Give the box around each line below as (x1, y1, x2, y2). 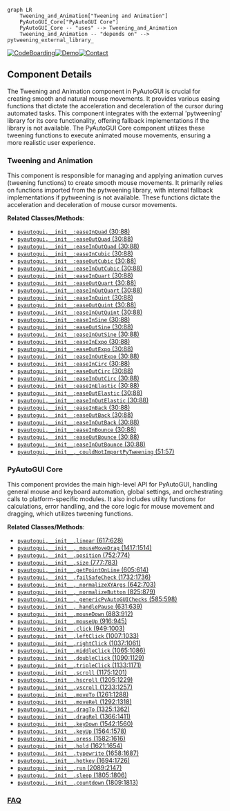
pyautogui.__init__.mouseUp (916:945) (17, 617, 128, 625)
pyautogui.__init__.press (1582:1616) (17, 734, 126, 743)
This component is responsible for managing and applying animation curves (7, 171, 223, 179)
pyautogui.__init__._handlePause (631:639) (17, 603, 143, 611)
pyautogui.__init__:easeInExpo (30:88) (17, 338, 131, 346)
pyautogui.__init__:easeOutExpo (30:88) (17, 345, 133, 353)
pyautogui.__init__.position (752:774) (17, 551, 131, 559)
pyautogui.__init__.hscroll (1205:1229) (17, 676, 133, 684)
